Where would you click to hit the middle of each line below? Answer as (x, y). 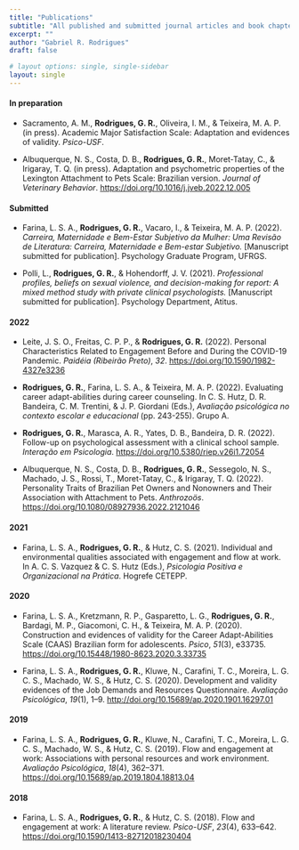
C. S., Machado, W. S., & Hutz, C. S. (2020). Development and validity (149, 680)
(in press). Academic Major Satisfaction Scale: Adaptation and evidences (156, 133)
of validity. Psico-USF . (63, 142)
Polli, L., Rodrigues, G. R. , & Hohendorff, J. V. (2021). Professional (142, 273)
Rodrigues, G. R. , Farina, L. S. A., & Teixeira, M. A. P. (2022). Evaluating (153, 387)
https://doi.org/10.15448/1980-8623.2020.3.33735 (114, 653)
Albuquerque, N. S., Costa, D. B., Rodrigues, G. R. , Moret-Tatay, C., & (149, 159)
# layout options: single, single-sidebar (89, 67)
